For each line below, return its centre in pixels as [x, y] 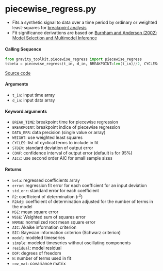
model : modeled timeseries [39, 238]
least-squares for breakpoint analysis [49, 27]
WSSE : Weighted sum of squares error [49, 217]
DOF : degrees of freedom [37, 253]
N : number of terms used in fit [41, 258]
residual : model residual [37, 248]
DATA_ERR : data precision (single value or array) [59, 133]
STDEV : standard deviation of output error [53, 148]
